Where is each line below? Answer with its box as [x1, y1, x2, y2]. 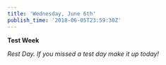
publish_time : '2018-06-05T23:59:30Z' [7, 17, 121, 24]
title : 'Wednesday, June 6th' [7, 10, 97, 17]
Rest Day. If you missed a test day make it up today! [7, 50, 160, 58]
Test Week [7, 36, 40, 44]
